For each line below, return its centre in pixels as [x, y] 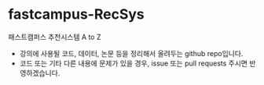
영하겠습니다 [39, 73]
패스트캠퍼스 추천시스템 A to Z [55, 37]
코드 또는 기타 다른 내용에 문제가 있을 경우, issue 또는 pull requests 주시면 [133, 63]
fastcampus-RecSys [77, 14]
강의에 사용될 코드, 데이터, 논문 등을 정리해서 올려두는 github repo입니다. [131, 53]
